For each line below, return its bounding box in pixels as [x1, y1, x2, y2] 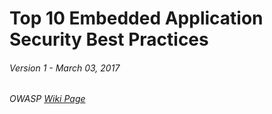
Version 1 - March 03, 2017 [9, 62, 121, 74]
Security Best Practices [9, 28, 209, 51]
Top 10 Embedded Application [9, 7, 264, 30]
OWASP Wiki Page [9, 93, 86, 105]
